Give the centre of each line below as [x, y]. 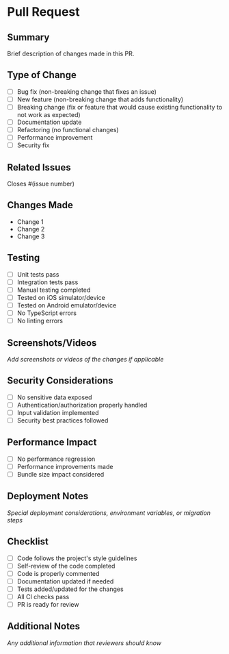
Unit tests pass [38, 274]
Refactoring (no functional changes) [68, 130]
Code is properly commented [58, 573]
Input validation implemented [58, 412]
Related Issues [39, 167]
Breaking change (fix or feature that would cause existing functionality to [120, 107]
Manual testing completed [54, 290]
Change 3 [31, 236]
